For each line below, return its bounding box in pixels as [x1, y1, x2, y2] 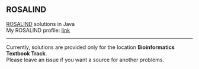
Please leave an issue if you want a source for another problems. [6, 56, 165, 63]
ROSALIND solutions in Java [6, 20, 75, 27]
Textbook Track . [6, 50, 47, 57]
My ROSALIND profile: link [6, 27, 70, 34]
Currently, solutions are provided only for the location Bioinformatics [6, 44, 175, 51]
